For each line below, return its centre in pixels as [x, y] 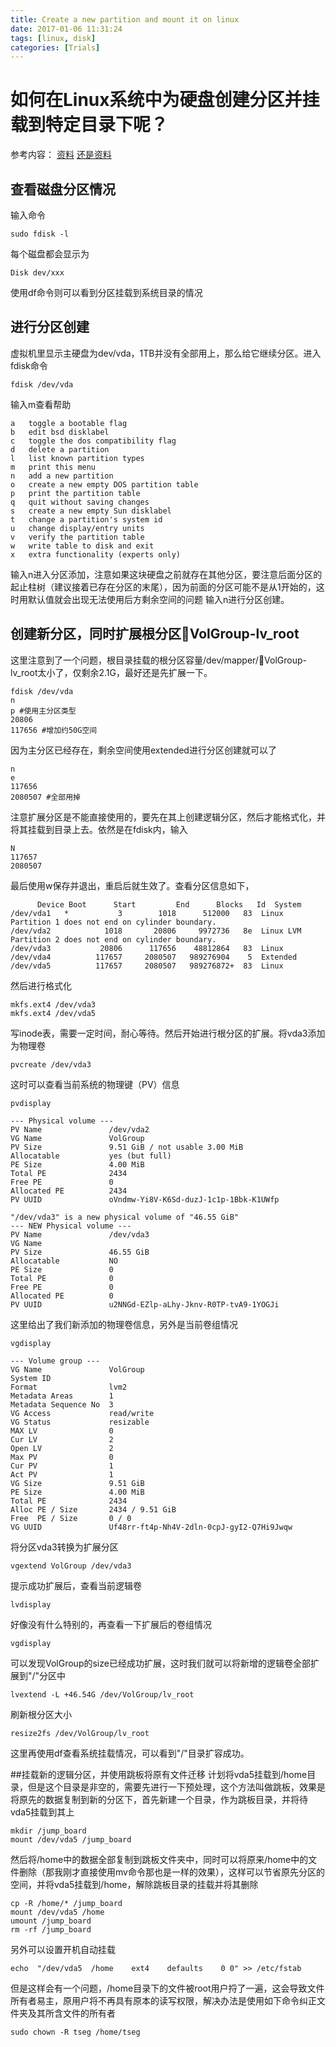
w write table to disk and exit [82, 546]
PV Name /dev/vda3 [80, 1234]
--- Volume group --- [55, 1361]
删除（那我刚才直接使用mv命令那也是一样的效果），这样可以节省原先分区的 [171, 1872]
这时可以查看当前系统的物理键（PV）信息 [95, 1084]
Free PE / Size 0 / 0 [71, 1518]
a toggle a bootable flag [69, 423]
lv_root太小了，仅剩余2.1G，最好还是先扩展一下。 [111, 672]
